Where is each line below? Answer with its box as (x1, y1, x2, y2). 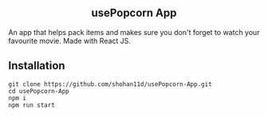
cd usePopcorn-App (8, 87, 69, 95)
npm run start (8, 101, 56, 109)
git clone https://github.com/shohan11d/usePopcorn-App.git (8, 80, 213, 88)
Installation (8, 59, 65, 72)
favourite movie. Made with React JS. (8, 36, 132, 45)
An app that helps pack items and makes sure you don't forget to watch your (8, 27, 260, 37)
